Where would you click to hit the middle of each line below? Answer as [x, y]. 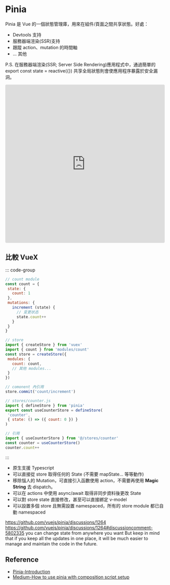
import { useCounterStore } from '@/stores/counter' [62, 438]
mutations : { [21, 303]
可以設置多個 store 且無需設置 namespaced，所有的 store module [81, 505]
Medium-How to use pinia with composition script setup [71, 577]
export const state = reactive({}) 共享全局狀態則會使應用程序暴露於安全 [79, 71]
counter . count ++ [22, 447]
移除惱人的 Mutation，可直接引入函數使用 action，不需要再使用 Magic [86, 480]
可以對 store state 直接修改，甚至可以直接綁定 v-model [70, 499]
